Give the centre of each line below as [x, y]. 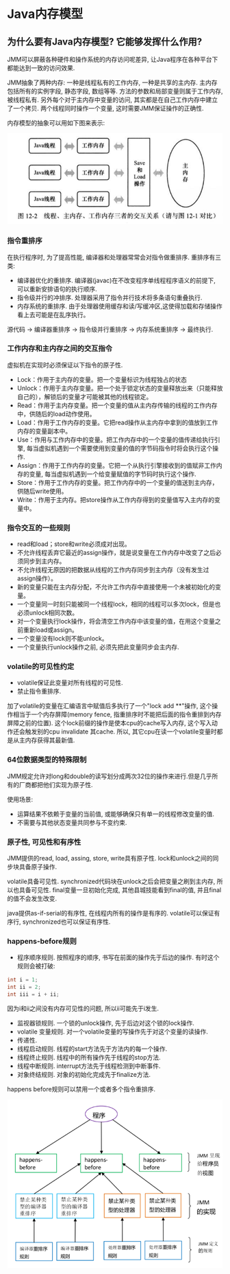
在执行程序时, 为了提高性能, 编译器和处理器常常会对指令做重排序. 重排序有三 [114, 257]
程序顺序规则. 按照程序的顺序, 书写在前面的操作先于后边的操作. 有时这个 [118, 957]
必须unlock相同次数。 [48, 613]
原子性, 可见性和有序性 [44, 842]
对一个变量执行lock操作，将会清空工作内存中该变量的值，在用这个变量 [116, 622]
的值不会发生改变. [32, 898]
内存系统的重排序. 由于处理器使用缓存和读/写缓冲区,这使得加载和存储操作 [119, 306]
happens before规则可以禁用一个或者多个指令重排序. [81, 1089]
